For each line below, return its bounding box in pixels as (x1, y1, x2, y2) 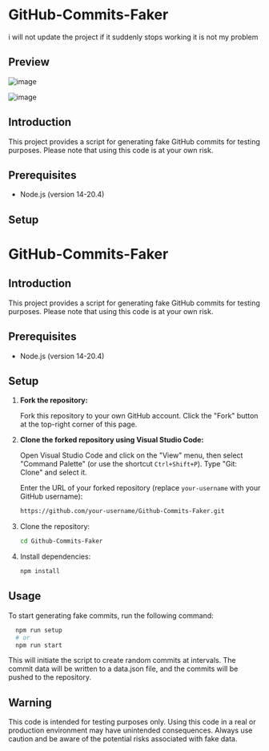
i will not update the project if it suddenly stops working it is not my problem (8, 32, 259, 42)
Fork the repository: (19, 395, 88, 406)
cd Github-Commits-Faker (19, 537, 103, 546)
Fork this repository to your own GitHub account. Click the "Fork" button (19, 411, 259, 421)
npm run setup (15, 626, 62, 634)
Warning (8, 696, 52, 709)
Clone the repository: (19, 522, 90, 531)
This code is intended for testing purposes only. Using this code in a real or (8, 717, 256, 727)
